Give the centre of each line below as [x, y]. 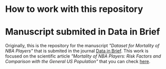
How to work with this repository [74, 9]
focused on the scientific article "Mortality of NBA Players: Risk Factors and [83, 56]
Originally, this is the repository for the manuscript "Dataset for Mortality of [82, 46]
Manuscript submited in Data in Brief [83, 32]
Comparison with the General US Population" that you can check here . [78, 62]
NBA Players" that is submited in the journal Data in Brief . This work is [77, 51]
